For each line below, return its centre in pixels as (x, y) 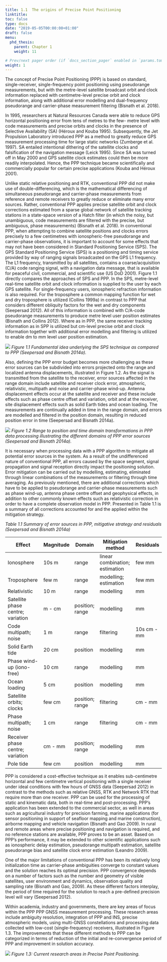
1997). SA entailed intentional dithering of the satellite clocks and (72, 147)
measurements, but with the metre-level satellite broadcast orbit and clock (82, 90)
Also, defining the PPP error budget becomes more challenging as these (79, 362)
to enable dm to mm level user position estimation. (57, 337)
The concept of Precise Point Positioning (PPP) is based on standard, (76, 79)
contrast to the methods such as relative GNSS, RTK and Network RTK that (82, 792)
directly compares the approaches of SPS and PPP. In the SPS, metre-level (82, 279)
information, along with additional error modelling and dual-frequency (77, 101)
